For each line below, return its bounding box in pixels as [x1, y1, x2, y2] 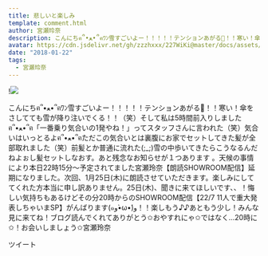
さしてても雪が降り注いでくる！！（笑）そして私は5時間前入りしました [8, 112, 242, 122]
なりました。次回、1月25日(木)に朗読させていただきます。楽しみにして [22, 172, 254, 182]
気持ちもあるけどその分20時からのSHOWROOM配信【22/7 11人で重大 [22, 192, 251, 202]
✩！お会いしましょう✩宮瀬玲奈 [8, 223, 112, 232]
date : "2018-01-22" [8, 49, 73, 57]
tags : [8, 57, 26, 65]
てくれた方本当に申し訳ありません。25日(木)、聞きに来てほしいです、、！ [8, 183, 248, 192]
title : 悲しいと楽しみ [8, 11, 76, 20]
